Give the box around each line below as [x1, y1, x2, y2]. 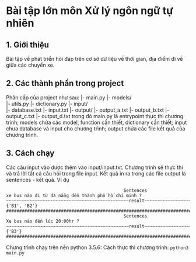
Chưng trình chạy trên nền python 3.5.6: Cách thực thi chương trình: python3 [6, 244, 189, 251]
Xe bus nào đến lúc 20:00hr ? [6, 218, 80, 224]
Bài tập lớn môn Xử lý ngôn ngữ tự [6, 4, 173, 18]
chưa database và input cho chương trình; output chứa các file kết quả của [6, 125, 185, 132]
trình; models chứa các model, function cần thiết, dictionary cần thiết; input [6, 119, 187, 126]
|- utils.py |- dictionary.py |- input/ [6, 100, 88, 107]
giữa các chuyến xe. [6, 61, 55, 68]
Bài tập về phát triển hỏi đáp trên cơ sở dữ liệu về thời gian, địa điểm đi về [6, 56, 183, 62]
